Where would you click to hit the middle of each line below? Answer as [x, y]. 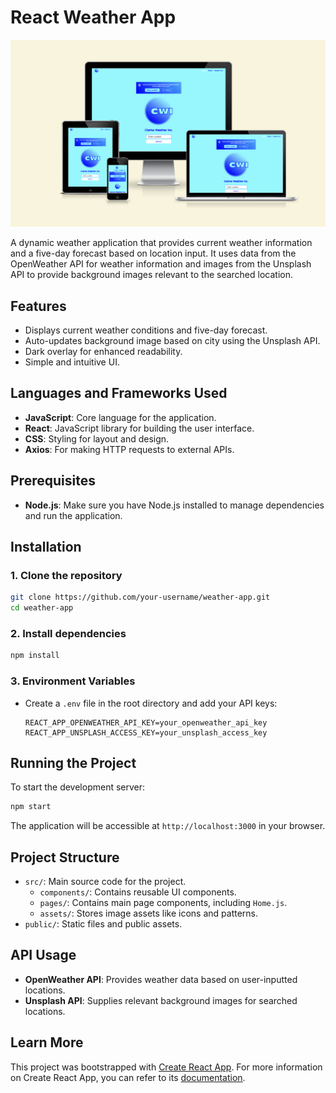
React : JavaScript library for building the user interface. [139, 428]
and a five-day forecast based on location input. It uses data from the [153, 253]
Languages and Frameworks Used [119, 393]
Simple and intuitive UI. [72, 362]
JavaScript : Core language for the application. [120, 417]
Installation [46, 547]
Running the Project [73, 762]
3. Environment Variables [73, 681]
